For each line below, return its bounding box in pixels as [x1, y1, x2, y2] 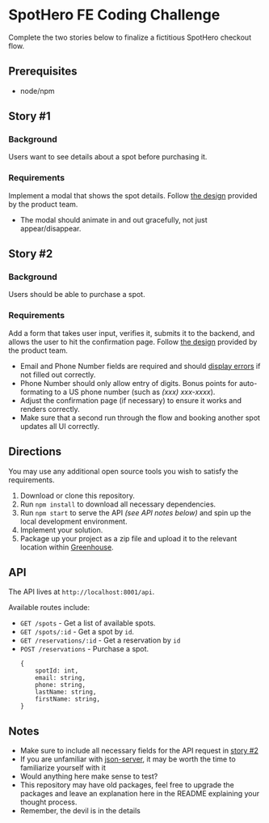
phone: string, [35, 681, 86, 689]
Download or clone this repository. [19, 490, 135, 500]
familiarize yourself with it [19, 763, 107, 773]
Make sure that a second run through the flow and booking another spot [19, 413, 261, 422]
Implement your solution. [19, 524, 103, 535]
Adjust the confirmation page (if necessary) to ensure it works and [19, 395, 242, 405]
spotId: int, [35, 667, 79, 675]
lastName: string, [35, 688, 97, 697]
